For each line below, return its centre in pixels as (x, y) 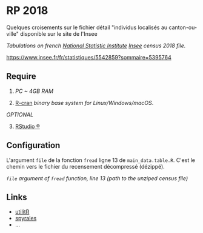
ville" (13, 33)
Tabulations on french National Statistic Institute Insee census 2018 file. (96, 46)
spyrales (26, 218)
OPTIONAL (20, 114)
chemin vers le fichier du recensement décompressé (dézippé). (85, 166)
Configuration (33, 145)
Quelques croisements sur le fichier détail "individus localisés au (87, 27)
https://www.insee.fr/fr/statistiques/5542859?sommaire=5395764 (89, 57)
